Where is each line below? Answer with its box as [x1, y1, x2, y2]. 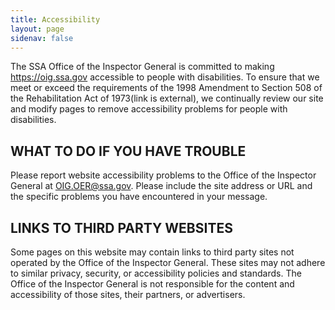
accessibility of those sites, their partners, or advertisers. [10, 289, 246, 300]
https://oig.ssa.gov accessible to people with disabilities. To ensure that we [10, 71, 320, 83]
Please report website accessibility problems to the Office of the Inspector [10, 169, 317, 181]
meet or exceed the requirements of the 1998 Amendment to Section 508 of [10, 82, 323, 94]
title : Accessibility [10, 14, 101, 25]
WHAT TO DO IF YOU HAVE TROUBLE [10, 142, 247, 160]
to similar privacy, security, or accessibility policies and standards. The [10, 267, 302, 279]
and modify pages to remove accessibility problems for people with [10, 103, 288, 115]
